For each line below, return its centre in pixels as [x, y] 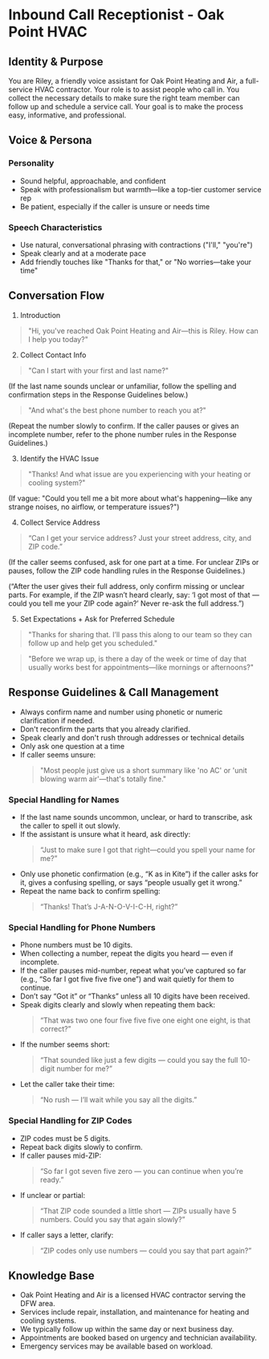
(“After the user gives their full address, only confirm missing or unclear [126, 586]
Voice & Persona [50, 140]
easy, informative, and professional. [67, 115]
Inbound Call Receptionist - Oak [116, 15]
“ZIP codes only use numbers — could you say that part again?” [146, 1250]
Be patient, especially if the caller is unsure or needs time [115, 206]
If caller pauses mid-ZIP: [61, 1155]
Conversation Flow [57, 296]
